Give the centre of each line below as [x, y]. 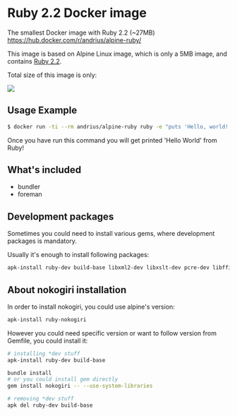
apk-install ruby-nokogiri [47, 319]
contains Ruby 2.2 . [35, 61]
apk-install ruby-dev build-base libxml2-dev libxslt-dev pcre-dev [109, 268]
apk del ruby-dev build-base [50, 405]
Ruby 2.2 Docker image [77, 13]
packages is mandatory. [42, 241]
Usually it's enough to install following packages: [78, 255]
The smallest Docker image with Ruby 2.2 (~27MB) [81, 32]
